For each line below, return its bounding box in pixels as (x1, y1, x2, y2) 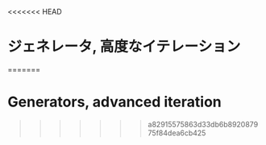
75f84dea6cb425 (148, 128, 206, 138)
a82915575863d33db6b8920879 (148, 119, 259, 129)
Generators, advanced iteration (7, 93, 222, 111)
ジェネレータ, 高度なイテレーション (7, 38, 241, 56)
